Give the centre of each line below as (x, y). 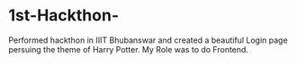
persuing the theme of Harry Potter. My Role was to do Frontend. (129, 49)
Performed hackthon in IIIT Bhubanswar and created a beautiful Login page (148, 40)
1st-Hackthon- (63, 16)
